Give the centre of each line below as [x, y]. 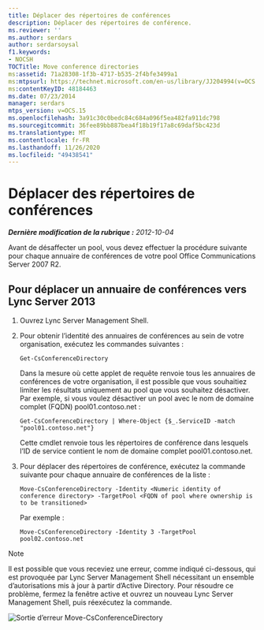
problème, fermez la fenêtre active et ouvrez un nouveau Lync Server [121, 594]
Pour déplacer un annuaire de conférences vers [127, 289]
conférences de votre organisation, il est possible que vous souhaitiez [133, 382]
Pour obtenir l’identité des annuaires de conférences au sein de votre [132, 336]
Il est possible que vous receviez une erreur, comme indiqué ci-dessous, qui [132, 569]
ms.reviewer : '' [35, 30]
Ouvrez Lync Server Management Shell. [84, 321]
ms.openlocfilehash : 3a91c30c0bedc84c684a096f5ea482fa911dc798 [114, 118]
